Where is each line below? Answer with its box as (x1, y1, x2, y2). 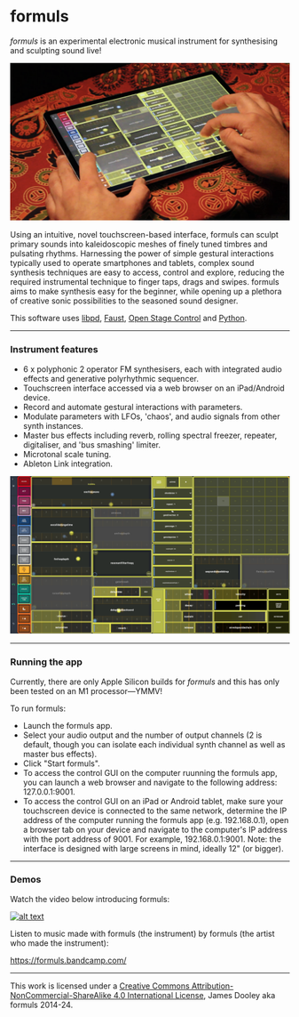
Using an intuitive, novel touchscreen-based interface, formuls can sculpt (10, 230, 279, 240)
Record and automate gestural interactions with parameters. (22, 401, 243, 412)
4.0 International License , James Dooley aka (113, 989, 276, 1000)
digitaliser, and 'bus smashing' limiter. (22, 439, 161, 450)
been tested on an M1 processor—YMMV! (10, 685, 163, 696)
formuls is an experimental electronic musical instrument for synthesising (10, 36, 279, 46)
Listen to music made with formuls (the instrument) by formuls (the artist (10, 928, 275, 939)
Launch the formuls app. (22, 720, 114, 730)
